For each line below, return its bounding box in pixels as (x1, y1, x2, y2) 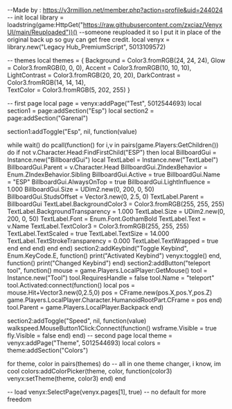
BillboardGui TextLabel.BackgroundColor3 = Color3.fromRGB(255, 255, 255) (7, 200, 225, 208)
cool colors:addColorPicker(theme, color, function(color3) (7, 367, 172, 375)
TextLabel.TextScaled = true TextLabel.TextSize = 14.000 (7, 229, 170, 237)
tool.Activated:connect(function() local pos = (7, 281, 136, 289)
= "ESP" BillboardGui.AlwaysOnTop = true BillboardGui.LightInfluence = (7, 178, 211, 186)
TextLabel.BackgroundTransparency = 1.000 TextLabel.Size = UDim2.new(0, (7, 208, 225, 215)
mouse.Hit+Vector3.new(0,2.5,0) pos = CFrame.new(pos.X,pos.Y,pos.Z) (7, 288, 213, 297)
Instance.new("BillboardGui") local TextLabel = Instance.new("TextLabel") (7, 156, 219, 164)
